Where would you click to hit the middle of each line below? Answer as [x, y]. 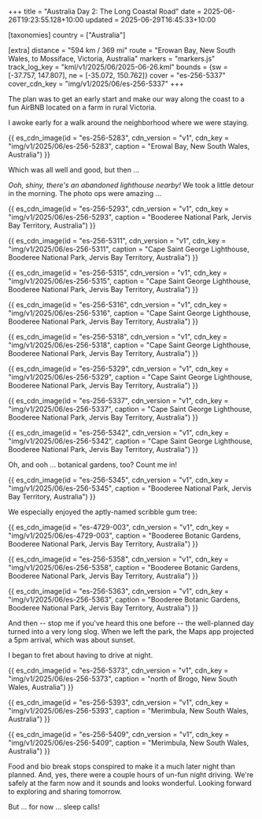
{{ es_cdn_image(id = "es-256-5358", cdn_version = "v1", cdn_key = [119, 559]
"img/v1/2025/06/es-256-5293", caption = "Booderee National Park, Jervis [130, 217]
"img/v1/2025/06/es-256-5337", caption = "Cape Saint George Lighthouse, [130, 409]
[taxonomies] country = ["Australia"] [67, 35]
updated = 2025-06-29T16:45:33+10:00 [151, 20]
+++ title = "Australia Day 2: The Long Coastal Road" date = [105, 11]
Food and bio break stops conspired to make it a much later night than [122, 766]
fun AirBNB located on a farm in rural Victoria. [83, 107]
